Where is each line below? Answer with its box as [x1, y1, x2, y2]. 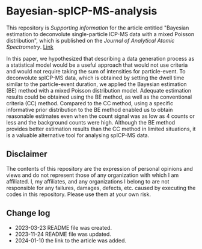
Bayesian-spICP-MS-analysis [6, 4, 158, 18]
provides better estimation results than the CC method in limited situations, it [6, 125, 196, 132]
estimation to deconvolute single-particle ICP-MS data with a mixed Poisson [6, 30, 194, 37]
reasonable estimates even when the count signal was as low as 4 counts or [6, 112, 195, 120]
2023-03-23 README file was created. [14, 224, 112, 231]
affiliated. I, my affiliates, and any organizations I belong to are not [6, 177, 170, 185]
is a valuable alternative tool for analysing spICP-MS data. [6, 131, 150, 139]
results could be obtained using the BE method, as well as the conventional [6, 93, 192, 100]
